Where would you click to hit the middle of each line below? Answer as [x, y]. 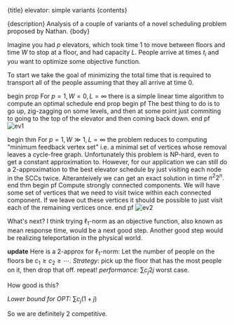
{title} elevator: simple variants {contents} [67, 10]
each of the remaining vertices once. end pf [71, 208]
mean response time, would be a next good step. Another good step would [115, 230]
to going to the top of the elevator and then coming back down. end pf [109, 118]
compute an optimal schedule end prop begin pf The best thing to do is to [114, 103]
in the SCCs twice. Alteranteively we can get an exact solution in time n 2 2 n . [116, 177]
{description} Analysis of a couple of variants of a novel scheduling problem [117, 24]
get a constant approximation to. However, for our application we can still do [117, 161]
